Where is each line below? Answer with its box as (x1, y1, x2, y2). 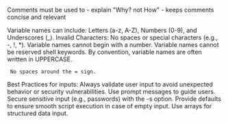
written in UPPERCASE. (7, 55, 73, 63)
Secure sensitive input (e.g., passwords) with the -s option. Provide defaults (7, 95, 221, 103)
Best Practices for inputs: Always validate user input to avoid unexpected (7, 80, 214, 88)
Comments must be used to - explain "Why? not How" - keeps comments (7, 6, 214, 14)
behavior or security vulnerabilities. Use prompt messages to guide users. (7, 88, 216, 95)
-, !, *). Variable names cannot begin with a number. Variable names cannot (7, 41, 219, 48)
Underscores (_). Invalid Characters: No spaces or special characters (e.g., (7, 33, 218, 42)
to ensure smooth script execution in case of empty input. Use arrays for (7, 102, 212, 110)
